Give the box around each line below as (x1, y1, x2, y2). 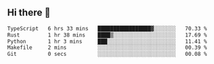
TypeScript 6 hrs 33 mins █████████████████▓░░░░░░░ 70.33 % (7, 25, 208, 32)
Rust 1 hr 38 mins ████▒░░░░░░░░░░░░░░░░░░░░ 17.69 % (7, 32, 208, 39)
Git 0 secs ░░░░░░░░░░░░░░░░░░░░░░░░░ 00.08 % (7, 51, 208, 58)
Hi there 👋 (7, 7, 51, 19)
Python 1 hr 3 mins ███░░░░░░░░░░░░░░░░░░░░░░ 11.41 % (7, 38, 208, 45)
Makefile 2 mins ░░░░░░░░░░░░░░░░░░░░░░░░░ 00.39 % (7, 44, 208, 52)
